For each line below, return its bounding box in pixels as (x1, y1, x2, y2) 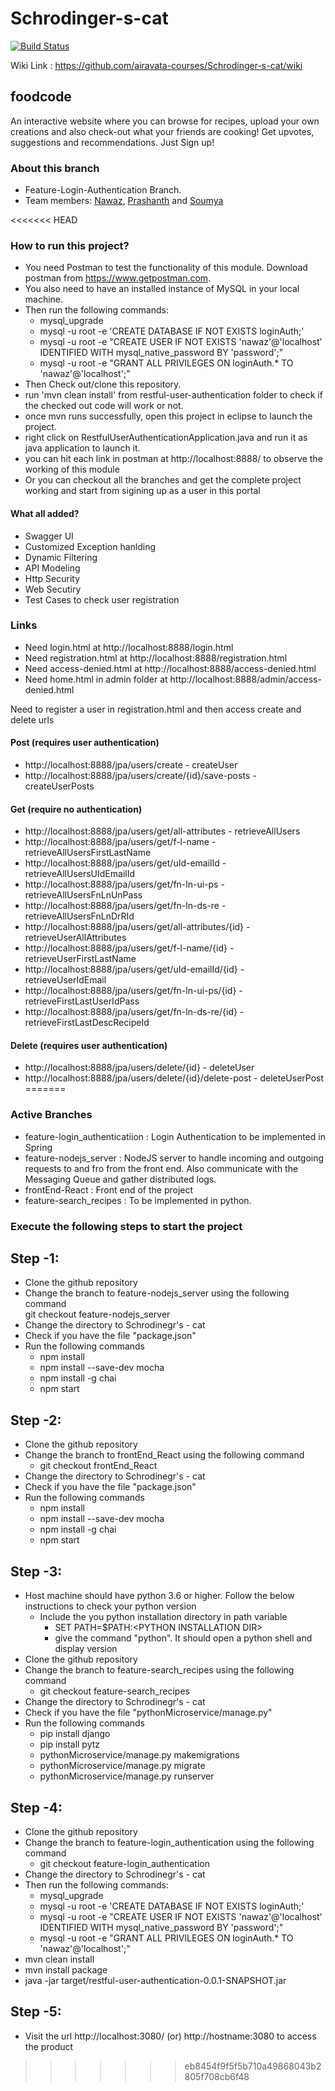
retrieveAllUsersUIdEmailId (24, 868, 136, 880)
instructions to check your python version (24, 1600, 197, 1612)
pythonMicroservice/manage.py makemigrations (39, 1749, 240, 1761)
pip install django (39, 1728, 111, 1740)
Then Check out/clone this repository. (24, 378, 182, 391)
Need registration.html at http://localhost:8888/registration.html (24, 652, 288, 664)
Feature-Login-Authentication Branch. (24, 184, 182, 196)
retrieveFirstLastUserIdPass (24, 995, 140, 1007)
